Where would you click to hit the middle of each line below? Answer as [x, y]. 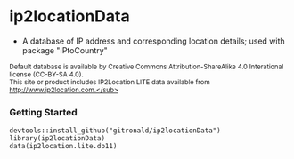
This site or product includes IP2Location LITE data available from [110, 82]
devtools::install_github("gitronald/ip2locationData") [115, 131]
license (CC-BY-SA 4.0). [46, 74]
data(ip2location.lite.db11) [63, 147]
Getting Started [43, 112]
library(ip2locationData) [57, 139]
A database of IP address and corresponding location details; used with [153, 41]
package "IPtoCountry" [65, 50]
